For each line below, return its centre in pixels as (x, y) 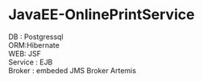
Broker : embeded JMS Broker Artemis (72, 70)
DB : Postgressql (36, 37)
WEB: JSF (25, 53)
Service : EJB (31, 62)
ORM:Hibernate (34, 45)
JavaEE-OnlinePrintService (101, 15)
